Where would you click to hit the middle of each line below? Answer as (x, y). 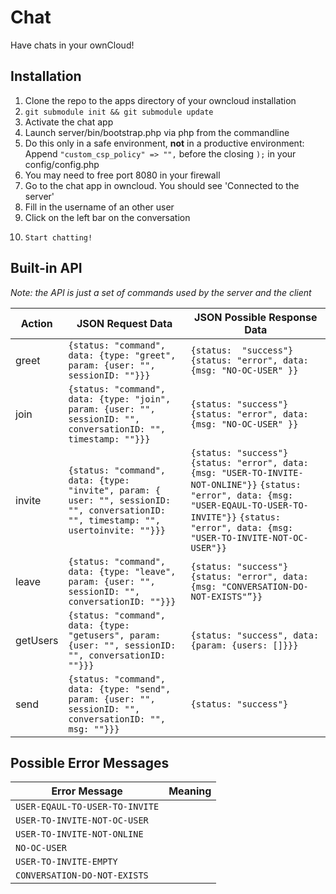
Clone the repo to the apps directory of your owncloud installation (160, 100)
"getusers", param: (114, 635)
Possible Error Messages (90, 762)
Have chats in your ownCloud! (72, 45)
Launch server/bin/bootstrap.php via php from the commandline (157, 132)
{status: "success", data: (255, 635)
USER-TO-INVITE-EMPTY (66, 862)
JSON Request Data (124, 323)
